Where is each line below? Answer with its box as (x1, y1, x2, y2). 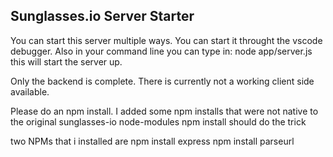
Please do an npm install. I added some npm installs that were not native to (10, 105, 319, 117)
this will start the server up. (10, 55, 123, 68)
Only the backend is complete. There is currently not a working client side (10, 75, 315, 87)
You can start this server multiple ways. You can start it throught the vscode (10, 34, 323, 46)
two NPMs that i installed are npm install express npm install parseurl (10, 135, 295, 147)
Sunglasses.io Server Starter (10, 8, 195, 25)
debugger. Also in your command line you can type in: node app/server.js (10, 45, 313, 57)
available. (10, 85, 50, 98)
